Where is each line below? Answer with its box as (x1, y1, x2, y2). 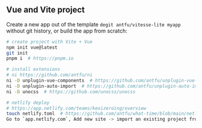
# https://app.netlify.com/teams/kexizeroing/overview (6, 105, 147, 111)
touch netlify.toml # (6, 111, 63, 117)
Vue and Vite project (6, 5, 85, 15)
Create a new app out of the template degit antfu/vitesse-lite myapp (6, 20, 181, 28)
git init (6, 50, 28, 56)
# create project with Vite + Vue (6, 38, 93, 44)
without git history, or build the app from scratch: (6, 27, 127, 34)
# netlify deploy (6, 99, 50, 106)
